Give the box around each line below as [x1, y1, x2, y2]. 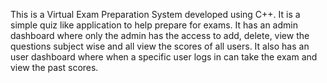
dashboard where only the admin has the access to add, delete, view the [10, 30, 310, 41]
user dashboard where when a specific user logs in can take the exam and [10, 51, 318, 63]
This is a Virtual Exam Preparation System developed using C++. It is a [10, 9, 301, 20]
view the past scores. [10, 62, 99, 73]
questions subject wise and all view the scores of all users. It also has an [10, 40, 310, 52]
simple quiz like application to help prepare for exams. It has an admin [10, 19, 298, 31]
